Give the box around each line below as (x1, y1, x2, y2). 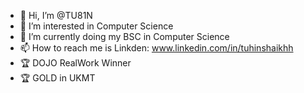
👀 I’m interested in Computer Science (19, 20, 174, 32)
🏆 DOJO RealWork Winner (19, 57, 132, 69)
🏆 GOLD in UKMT (19, 72, 96, 84)
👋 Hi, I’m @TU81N (19, 10, 93, 21)
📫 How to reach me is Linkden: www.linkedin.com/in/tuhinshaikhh (19, 42, 294, 54)
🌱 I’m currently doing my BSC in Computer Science (19, 31, 230, 42)
